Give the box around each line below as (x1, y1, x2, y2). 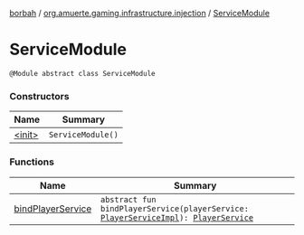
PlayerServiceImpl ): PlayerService (100, 212, 254, 222)
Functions (9, 155, 54, 168)
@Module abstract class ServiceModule (9, 69, 156, 78)
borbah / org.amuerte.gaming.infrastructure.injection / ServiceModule (9, 8, 270, 18)
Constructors (9, 89, 70, 102)
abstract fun (100, 194, 157, 204)
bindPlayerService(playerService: (100, 203, 249, 213)
